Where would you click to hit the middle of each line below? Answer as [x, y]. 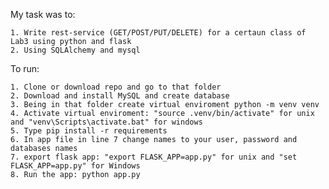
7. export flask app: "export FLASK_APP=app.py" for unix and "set [154, 157]
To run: [25, 68]
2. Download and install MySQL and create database [120, 96]
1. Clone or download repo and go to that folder [116, 87]
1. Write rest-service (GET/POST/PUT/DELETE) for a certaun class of [158, 33]
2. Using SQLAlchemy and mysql [75, 50]
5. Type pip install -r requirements [89, 131]
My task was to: [43, 14]
